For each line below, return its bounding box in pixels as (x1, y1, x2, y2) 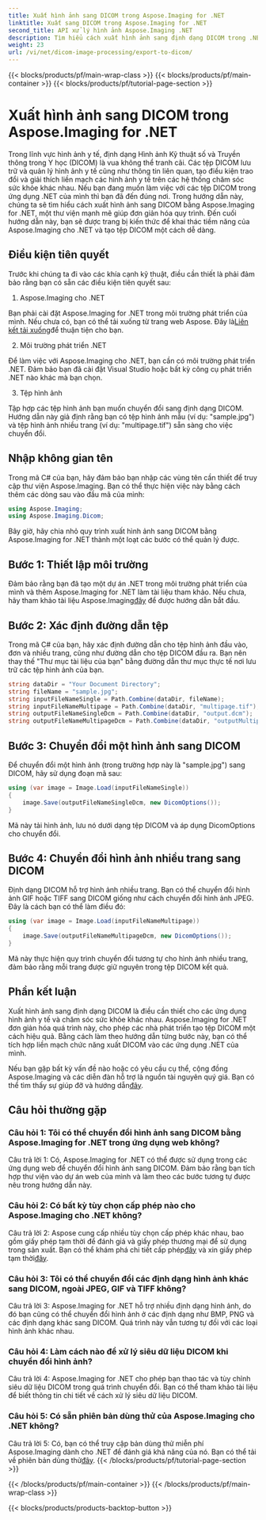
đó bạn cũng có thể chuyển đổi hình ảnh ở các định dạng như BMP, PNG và (8, 1309, 255, 1319)
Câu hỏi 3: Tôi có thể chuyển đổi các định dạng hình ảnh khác (8, 1273, 249, 1284)
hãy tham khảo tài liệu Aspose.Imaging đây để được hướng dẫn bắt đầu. (8, 596, 241, 605)
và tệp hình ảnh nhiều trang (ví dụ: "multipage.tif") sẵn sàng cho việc (8, 420, 234, 430)
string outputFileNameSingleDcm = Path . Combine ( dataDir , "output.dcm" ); (8, 710, 253, 718)
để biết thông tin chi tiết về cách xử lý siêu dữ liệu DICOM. (8, 1391, 198, 1400)
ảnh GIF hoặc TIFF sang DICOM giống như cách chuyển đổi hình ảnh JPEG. (8, 893, 254, 903)
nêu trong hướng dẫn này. (8, 1180, 93, 1190)
